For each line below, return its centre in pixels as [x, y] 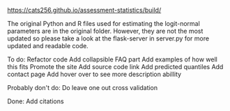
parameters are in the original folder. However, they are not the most [105, 31]
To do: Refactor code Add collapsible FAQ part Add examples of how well [112, 59]
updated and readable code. [48, 46]
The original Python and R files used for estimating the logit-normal [103, 23]
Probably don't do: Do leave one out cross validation [83, 88]
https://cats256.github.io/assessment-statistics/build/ [84, 10]
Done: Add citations [36, 101]
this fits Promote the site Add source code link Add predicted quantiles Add [115, 67]
